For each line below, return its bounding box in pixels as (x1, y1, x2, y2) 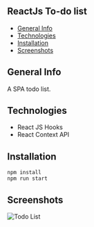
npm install (7, 169, 41, 176)
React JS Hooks (17, 123, 64, 131)
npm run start (7, 175, 48, 183)
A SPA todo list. (7, 85, 51, 93)
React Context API (17, 131, 70, 139)
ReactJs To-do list (7, 6, 88, 17)
